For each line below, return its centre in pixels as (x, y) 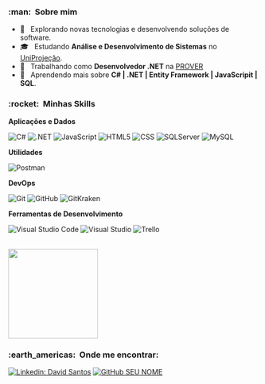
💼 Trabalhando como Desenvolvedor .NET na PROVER (111, 67)
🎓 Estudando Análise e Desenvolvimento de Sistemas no (118, 47)
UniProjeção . (41, 58)
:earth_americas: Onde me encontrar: (84, 355)
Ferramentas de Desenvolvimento (66, 214)
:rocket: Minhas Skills (52, 104)
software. (35, 37)
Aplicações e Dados (42, 121)
